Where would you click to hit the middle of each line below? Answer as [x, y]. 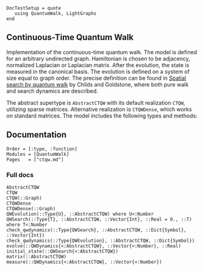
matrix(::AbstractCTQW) [37, 256]
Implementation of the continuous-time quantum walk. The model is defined [101, 52]
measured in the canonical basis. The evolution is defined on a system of [98, 71]
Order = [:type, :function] [42, 149]
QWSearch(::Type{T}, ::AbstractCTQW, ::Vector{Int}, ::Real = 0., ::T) [99, 219]
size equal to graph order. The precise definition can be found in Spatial [96, 78]
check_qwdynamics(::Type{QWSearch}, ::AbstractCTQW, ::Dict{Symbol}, [97, 230]
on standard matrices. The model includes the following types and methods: [102, 116]
